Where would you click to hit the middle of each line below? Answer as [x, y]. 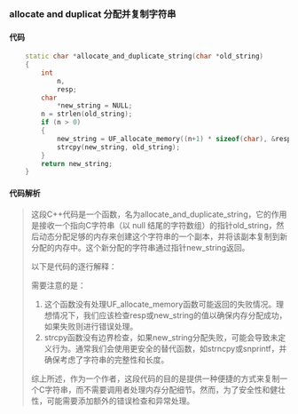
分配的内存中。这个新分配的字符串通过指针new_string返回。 [140, 248]
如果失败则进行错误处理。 [91, 327]
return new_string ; [77, 163]
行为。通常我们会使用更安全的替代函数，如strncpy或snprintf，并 [169, 349]
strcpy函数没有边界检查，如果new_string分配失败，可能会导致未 [161, 338]
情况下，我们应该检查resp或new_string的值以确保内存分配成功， [169, 315]
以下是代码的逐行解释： [74, 267]
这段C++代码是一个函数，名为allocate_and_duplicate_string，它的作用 [159, 214]
